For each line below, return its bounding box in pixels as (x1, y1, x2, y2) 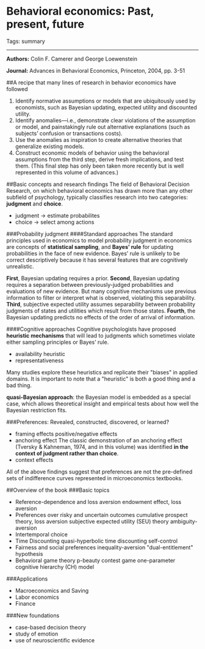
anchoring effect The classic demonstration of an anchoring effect (15, 436, 182, 444)
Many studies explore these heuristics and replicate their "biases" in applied (6, 368, 198, 376)
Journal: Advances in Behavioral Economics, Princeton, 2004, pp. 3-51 (6, 67, 185, 74)
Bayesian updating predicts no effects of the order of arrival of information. (6, 313, 195, 321)
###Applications (6, 575, 48, 582)
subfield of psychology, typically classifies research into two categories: (6, 193, 188, 201)
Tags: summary (6, 37, 46, 45)
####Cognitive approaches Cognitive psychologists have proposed (6, 325, 176, 333)
